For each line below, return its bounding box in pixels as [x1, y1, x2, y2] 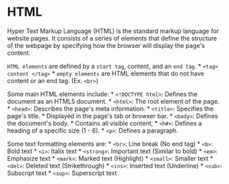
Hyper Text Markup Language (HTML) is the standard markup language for [7, 27, 219, 35]
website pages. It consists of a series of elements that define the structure [7, 34, 217, 42]
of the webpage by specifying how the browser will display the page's [7, 41, 206, 49]
